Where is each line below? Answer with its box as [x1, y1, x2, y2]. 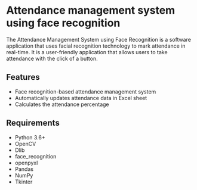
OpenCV [14, 140, 36, 147]
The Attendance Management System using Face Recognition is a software [6, 36, 191, 43]
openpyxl [14, 159, 38, 166]
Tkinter [14, 178, 33, 185]
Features [6, 72, 40, 82]
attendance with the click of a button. [6, 55, 98, 62]
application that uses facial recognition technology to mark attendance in [6, 42, 186, 49]
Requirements [6, 118, 60, 128]
